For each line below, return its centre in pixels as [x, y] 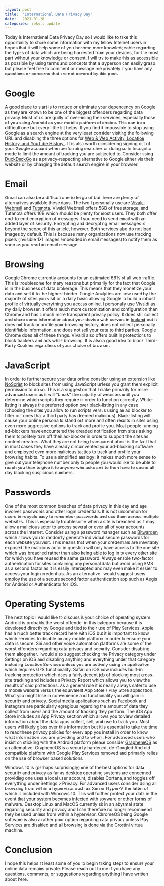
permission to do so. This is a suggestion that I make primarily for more [76, 389]
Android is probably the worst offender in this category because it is [74, 622]
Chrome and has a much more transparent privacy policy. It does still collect [82, 315]
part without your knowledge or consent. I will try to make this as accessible [82, 58]
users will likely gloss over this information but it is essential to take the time [81, 727]
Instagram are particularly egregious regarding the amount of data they [77, 706]
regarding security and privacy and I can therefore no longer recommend [79, 809]
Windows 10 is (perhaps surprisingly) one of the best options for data [75, 767]
